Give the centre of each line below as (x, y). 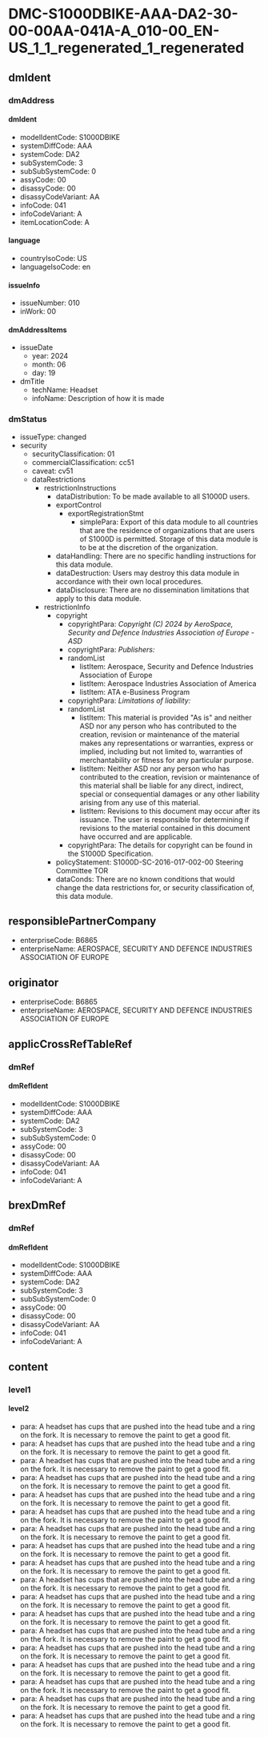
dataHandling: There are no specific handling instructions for (156, 556)
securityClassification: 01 (73, 454)
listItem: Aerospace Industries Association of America (168, 683)
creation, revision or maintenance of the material (160, 734)
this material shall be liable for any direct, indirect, (162, 785)
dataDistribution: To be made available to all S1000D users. (153, 496)
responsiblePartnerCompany (82, 921)
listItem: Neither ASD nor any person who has (155, 768)
